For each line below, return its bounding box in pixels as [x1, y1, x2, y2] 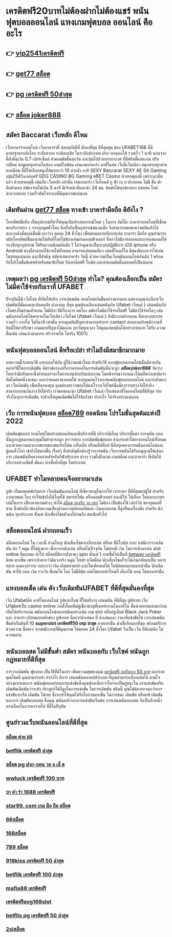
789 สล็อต [6, 843, 28, 851]
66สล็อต [6, 816, 24, 823]
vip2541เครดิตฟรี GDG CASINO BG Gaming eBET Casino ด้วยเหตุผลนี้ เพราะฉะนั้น [6, 173, 163, 179]
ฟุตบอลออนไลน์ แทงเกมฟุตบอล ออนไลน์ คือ [6, 16, 153, 28]
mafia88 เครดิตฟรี [6, 884, 47, 891]
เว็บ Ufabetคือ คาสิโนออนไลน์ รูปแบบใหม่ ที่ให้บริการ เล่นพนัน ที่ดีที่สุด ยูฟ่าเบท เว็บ [6, 597, 148, 603]
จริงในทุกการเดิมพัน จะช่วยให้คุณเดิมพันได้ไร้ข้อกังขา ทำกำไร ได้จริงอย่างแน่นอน [6, 394, 139, 400]
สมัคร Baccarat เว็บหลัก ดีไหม [6, 130, 88, 139]
